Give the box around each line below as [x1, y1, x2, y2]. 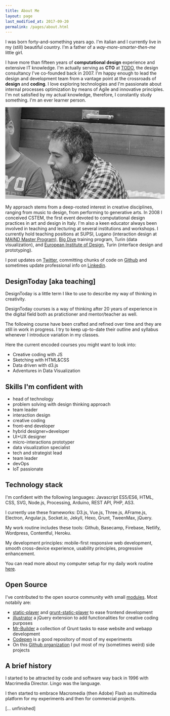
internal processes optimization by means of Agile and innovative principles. [5, 86, 164, 92]
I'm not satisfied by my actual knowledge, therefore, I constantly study [5, 92, 152, 98]
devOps [12, 461, 29, 467]
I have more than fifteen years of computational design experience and [5, 59, 155, 65]
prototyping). [5, 247, 33, 253]
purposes [12, 620, 33, 626]
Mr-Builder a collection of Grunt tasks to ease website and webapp [12, 625, 153, 631]
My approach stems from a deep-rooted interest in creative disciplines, [5, 204, 154, 210]
